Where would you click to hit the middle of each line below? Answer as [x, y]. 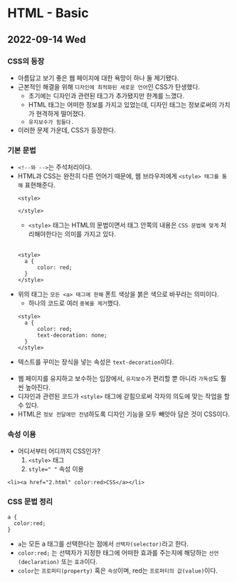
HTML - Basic [48, 13]
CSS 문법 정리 [30, 502]
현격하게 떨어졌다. [61, 113]
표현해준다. [40, 185]
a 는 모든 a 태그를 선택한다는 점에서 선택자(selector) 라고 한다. [103, 543]
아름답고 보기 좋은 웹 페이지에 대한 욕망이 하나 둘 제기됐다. [98, 78]
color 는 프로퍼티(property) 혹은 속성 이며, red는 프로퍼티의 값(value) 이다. [118, 570]
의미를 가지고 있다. [90, 234]
